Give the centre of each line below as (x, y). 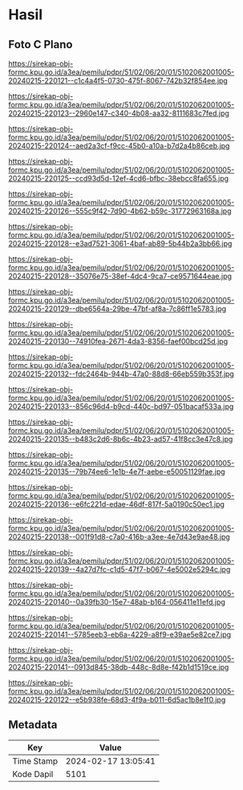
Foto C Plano (40, 45)
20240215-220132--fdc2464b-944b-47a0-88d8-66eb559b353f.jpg (121, 374)
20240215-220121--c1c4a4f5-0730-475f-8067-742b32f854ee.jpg (118, 81)
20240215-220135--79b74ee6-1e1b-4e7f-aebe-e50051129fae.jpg (117, 472)
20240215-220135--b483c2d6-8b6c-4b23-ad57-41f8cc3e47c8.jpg (121, 439)
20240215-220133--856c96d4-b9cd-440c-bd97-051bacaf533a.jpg (121, 406)
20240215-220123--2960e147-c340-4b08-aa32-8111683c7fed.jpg (119, 113)
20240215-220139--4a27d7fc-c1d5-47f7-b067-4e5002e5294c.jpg (119, 569)
